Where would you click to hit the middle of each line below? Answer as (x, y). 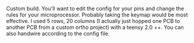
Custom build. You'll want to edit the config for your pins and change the (95, 9)
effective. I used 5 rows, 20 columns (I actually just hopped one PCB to (93, 21)
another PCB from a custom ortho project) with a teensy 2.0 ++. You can (95, 27)
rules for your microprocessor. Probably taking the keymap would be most (97, 15)
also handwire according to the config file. (58, 34)
